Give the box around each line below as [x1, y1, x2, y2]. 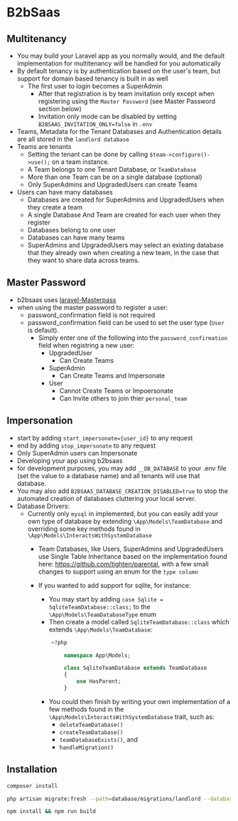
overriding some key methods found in [27, 525, 141, 533]
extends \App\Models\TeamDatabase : [48, 625, 153, 634]
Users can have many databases [16, 188, 113, 196]
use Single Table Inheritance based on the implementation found [38, 552, 228, 560]
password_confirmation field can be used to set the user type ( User [27, 318, 225, 326]
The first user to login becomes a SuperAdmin [27, 82, 163, 90]
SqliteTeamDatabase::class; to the [48, 602, 151, 611]
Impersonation [6, 415, 73, 427]
